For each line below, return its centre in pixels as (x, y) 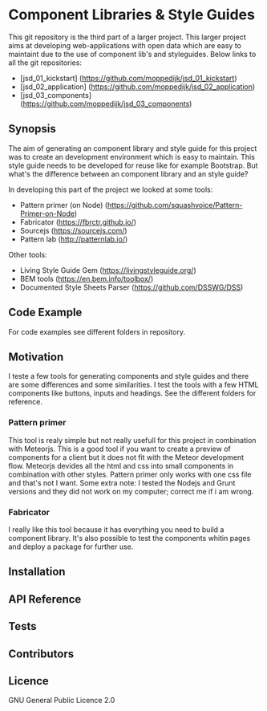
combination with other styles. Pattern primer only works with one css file (130, 474)
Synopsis (32, 129)
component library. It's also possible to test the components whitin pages (129, 538)
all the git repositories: (45, 63)
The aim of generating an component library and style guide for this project (133, 148)
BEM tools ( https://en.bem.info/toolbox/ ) (87, 278)
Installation (37, 572)
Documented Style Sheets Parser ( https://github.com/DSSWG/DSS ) (131, 287)
